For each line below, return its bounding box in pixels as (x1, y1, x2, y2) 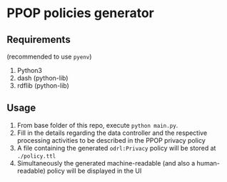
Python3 (16, 66, 42, 74)
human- (196, 158, 221, 167)
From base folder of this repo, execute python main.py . (16, 121, 178, 129)
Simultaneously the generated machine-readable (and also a (16, 158, 196, 167)
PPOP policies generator (6, 5, 154, 21)
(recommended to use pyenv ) (6, 52, 92, 61)
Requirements (6, 34, 71, 46)
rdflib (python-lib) (16, 81, 69, 90)
